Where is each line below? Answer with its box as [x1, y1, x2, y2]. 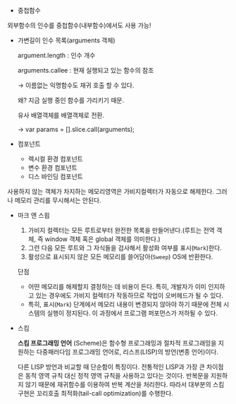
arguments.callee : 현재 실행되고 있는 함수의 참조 [17, 66, 154, 74]
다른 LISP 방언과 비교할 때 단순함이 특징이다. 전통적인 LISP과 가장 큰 [17, 362, 206, 371]
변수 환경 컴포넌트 [27, 164, 77, 171]
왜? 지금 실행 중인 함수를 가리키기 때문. [17, 96, 125, 104]
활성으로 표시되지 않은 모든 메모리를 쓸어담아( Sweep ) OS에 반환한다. [27, 252, 213, 261]
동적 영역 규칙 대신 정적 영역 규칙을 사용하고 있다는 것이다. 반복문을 [25, 372, 209, 379]
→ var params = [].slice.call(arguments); [17, 126, 135, 133]
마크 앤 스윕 [17, 211, 51, 219]
